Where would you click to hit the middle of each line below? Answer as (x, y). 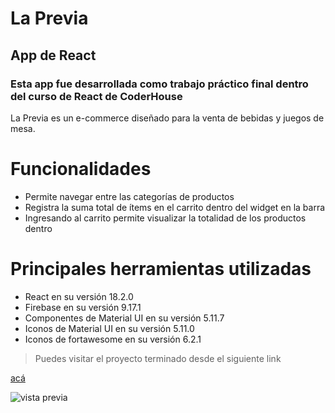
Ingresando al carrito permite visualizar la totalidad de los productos (165, 218)
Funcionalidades (81, 169)
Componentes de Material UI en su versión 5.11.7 (124, 318)
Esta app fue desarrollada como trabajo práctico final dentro (159, 84)
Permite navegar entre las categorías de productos (129, 196)
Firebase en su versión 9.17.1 (83, 307)
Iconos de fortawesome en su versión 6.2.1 (113, 339)
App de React (53, 55)
